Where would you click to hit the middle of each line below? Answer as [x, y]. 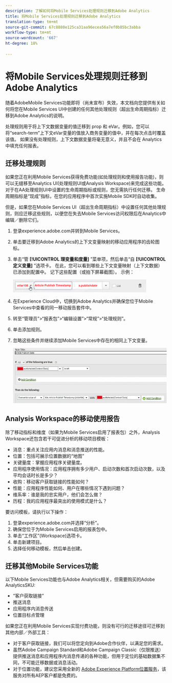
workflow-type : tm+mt [28, 33]
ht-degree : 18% [21, 44]
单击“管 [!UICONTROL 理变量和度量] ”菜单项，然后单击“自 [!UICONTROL [89, 259]
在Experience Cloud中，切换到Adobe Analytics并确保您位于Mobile [83, 301]
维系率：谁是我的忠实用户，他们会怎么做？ [58, 494]
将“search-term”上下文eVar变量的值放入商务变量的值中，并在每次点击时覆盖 [86, 133]
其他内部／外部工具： [28, 633]
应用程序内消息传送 [33, 608]
